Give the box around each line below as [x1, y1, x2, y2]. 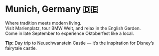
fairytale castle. [5, 45, 37, 51]
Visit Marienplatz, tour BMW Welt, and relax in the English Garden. [5, 25, 141, 31]
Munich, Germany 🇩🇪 [5, 3, 99, 15]
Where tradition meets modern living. [5, 20, 82, 26]
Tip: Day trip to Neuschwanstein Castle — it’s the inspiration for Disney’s [5, 40, 154, 46]
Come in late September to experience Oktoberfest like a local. [5, 30, 134, 36]
